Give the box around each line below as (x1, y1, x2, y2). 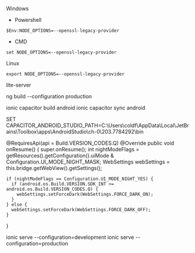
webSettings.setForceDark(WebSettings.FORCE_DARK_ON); (16, 191, 154, 197)
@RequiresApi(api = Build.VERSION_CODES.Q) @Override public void (6, 139, 174, 147)
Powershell (14, 16, 42, 23)
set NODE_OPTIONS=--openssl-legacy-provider (6, 49, 117, 55)
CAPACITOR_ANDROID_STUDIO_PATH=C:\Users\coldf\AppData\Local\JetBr (6, 122, 189, 129)
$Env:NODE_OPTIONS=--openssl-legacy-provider (6, 28, 119, 34)
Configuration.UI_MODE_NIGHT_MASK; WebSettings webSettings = (6, 158, 170, 165)
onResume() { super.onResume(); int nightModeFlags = (6, 146, 140, 152)
